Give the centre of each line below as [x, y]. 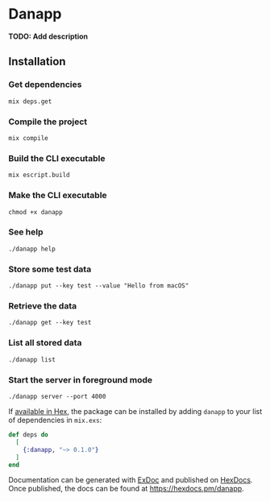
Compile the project [48, 122]
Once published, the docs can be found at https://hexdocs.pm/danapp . [126, 489]
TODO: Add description [48, 36]
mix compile [28, 138]
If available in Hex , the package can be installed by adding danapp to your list [135, 411]
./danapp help [32, 249]
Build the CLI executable [57, 158]
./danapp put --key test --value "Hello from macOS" [99, 286]
